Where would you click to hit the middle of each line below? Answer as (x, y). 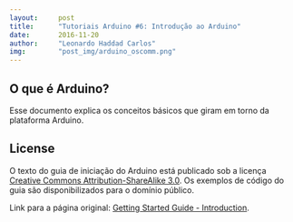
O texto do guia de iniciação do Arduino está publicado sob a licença (138, 170)
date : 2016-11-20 (54, 35)
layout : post (42, 18)
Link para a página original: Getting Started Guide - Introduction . (129, 207)
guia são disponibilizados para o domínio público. (102, 190)
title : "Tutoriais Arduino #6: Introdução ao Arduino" (126, 26)
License (32, 149)
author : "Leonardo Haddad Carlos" (83, 43)
